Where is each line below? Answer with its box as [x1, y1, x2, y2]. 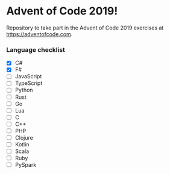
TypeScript [14, 79, 43, 87]
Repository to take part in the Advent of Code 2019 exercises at [6, 24, 164, 31]
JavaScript [14, 73, 42, 80]
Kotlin [14, 140, 30, 148]
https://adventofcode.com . [6, 30, 73, 37]
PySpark [14, 161, 37, 169]
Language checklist [6, 45, 65, 54]
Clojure [14, 134, 33, 141]
